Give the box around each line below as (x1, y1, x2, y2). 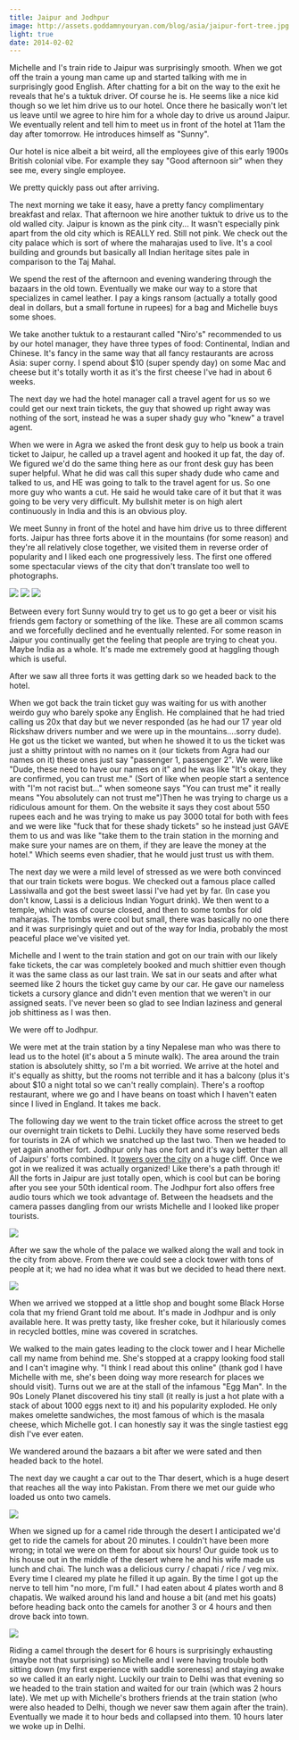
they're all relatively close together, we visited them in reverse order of (9, 542, 269, 553)
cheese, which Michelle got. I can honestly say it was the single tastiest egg (9, 1420, 288, 1430)
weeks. (9, 377, 36, 387)
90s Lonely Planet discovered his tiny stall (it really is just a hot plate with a (9, 1391, 285, 1402)
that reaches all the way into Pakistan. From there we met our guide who (9, 1482, 275, 1493)
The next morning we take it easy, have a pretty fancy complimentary (9, 200, 265, 211)
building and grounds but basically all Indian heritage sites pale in (9, 247, 250, 258)
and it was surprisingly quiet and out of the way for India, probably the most (9, 924, 288, 934)
